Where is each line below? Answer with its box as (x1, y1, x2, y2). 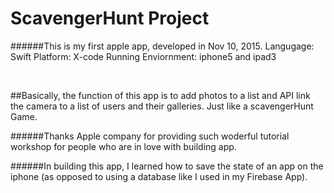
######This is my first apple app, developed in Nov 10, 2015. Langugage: (10, 40, 315, 52)
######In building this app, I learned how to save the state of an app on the (10, 160, 324, 172)
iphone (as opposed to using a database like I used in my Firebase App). (10, 170, 308, 182)
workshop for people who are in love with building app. (10, 140, 237, 152)
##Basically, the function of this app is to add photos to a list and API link (10, 89, 311, 101)
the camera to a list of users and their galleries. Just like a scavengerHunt (10, 100, 314, 112)
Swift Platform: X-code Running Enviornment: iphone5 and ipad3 (10, 50, 277, 62)
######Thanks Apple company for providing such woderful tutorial (10, 130, 290, 142)
